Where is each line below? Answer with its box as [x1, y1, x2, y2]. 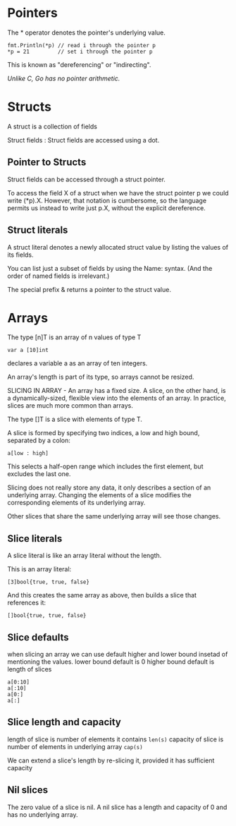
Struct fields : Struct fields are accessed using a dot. [7, 135, 160, 144]
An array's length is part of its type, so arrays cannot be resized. [7, 372, 194, 382]
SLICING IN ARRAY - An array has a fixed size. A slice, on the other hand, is [7, 387, 226, 395]
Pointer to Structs [7, 157, 87, 169]
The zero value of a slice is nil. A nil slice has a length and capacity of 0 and [7, 803, 228, 811]
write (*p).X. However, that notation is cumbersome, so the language [7, 196, 206, 205]
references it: [7, 598, 46, 607]
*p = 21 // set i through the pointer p [7, 48, 153, 55]
